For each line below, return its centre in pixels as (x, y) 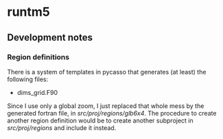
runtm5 (28, 12)
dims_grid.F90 (37, 92)
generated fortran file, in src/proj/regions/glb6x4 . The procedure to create (112, 113)
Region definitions (38, 57)
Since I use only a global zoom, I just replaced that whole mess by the (106, 106)
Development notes (50, 38)
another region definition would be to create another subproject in (100, 120)
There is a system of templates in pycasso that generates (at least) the (107, 72)
